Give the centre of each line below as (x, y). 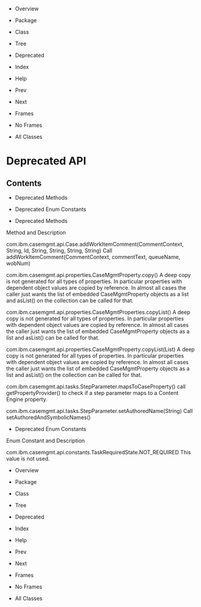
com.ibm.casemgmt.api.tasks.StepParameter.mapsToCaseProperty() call (96, 386)
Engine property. (27, 399)
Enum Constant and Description (46, 441)
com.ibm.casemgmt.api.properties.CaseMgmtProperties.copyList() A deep (98, 312)
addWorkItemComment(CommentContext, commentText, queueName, (93, 257)
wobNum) (19, 263)
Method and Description (36, 233)
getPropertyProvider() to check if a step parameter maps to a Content (92, 393)
